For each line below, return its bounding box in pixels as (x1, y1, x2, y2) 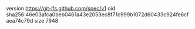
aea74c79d (6, 17, 33, 24)
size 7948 (34, 17, 59, 24)
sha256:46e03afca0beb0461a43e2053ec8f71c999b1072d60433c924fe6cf (6, 11, 189, 18)
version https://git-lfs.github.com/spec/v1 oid (6, 5, 116, 12)
